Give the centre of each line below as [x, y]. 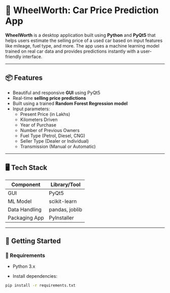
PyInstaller [61, 218]
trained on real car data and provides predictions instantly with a [72, 51]
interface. [33, 56]
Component [26, 184]
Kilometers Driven [39, 119]
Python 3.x [24, 266]
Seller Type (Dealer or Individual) [54, 141]
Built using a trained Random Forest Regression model [70, 103]
